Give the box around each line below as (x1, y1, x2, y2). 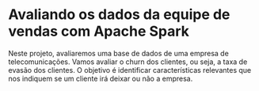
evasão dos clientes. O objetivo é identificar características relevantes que (8, 65, 252, 74)
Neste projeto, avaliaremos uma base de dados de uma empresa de (8, 48, 230, 58)
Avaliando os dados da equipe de (8, 6, 230, 24)
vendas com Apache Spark (8, 22, 190, 40)
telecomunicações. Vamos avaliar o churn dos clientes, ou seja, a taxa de (8, 57, 248, 66)
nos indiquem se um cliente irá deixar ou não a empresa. (8, 74, 193, 83)
